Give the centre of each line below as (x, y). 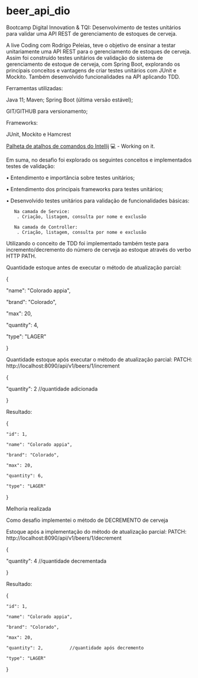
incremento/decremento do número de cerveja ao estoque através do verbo (99, 249)
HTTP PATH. (21, 256)
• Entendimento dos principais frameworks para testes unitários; (85, 189)
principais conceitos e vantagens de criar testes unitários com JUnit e (91, 70)
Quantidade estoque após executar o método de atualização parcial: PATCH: (99, 359)
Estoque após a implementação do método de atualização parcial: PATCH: (96, 531)
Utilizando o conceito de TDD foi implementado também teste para (87, 243)
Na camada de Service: (42, 211)
